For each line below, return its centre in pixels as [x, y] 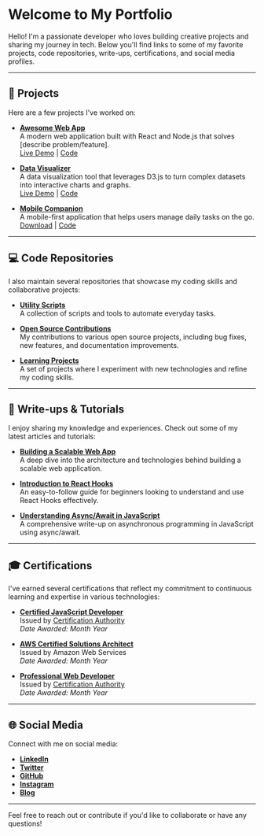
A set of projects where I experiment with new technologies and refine [133, 368]
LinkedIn [34, 759]
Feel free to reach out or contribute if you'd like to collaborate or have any [128, 815]
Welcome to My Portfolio [90, 15]
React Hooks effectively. [59, 501]
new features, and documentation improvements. [99, 345]
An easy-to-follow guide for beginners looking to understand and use [132, 492]
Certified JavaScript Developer [71, 612]
